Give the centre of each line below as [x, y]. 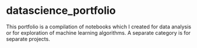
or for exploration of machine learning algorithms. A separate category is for [98, 32]
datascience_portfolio [61, 11]
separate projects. [28, 39]
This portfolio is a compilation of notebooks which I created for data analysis [99, 27]
